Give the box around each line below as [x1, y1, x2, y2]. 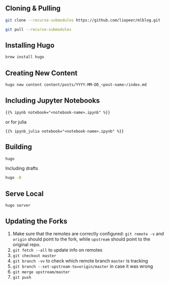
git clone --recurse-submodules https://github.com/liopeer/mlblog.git [5, 17, 160, 22]
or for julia [5, 118, 27, 125]
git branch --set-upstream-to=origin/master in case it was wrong [12, 263, 153, 269]
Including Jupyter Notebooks [5, 97, 100, 105]
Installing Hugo [5, 41, 55, 50]
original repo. [12, 241, 41, 247]
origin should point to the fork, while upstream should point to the [12, 236, 151, 242]
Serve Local [5, 189, 44, 198]
